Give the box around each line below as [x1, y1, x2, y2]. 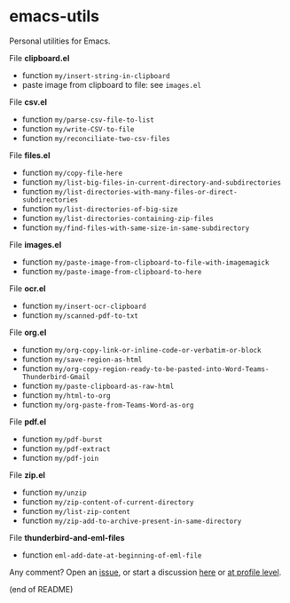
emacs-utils [9, 6, 100, 27]
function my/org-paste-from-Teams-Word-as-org [21, 399, 194, 409]
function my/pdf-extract [21, 442, 111, 454]
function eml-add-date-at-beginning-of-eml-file [21, 549, 202, 560]
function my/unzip [21, 487, 87, 497]
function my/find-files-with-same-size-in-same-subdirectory [21, 222, 250, 233]
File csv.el [9, 96, 47, 107]
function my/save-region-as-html [21, 353, 143, 364]
